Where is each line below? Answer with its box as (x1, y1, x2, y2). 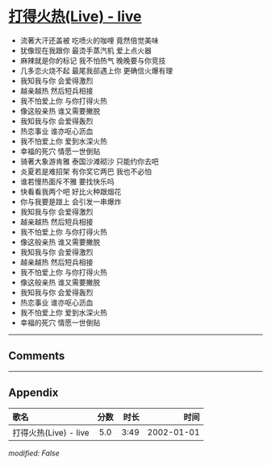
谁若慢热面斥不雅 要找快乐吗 (19, 177, 115, 186)
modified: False (8, 448, 60, 458)
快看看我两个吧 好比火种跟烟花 (19, 186, 122, 196)
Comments (8, 349, 65, 363)
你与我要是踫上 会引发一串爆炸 (19, 197, 122, 206)
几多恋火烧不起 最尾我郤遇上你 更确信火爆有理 (19, 65, 173, 75)
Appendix (8, 386, 59, 400)
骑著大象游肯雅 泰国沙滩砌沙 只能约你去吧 (19, 156, 159, 166)
